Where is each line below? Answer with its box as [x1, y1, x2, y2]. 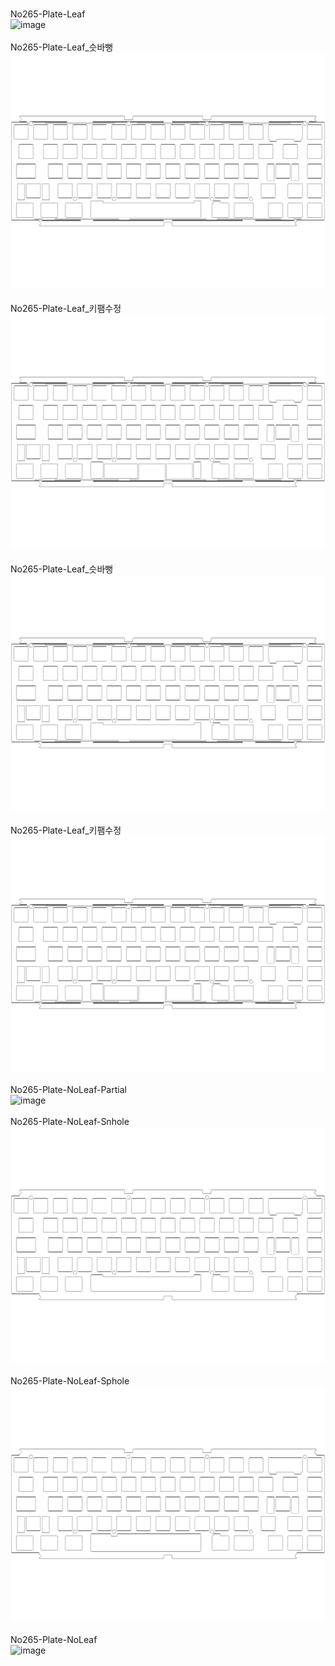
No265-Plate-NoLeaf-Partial [10, 1084, 127, 1095]
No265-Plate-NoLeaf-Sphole [10, 1374, 130, 1387]
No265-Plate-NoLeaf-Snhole [10, 1116, 130, 1127]
